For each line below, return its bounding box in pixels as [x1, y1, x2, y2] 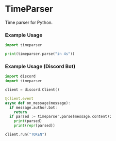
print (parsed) [14, 119, 42, 123]
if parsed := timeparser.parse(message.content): [9, 114, 112, 119]
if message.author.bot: [9, 105, 57, 110]
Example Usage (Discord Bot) [5, 63, 76, 70]
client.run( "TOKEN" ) [5, 132, 47, 137]
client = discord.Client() [5, 88, 60, 92]
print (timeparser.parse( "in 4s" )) [5, 52, 75, 56]
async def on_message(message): [5, 101, 70, 106]
